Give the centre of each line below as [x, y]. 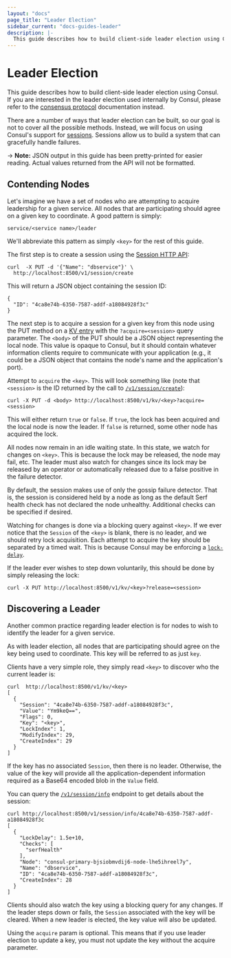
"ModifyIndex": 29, [47, 735]
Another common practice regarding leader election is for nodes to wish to [113, 625]
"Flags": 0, [36, 717]
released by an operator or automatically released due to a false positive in [113, 469]
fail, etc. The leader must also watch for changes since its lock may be [107, 461]
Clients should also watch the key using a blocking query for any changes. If [115, 905]
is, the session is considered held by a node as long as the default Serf [107, 497]
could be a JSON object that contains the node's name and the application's [115, 360]
